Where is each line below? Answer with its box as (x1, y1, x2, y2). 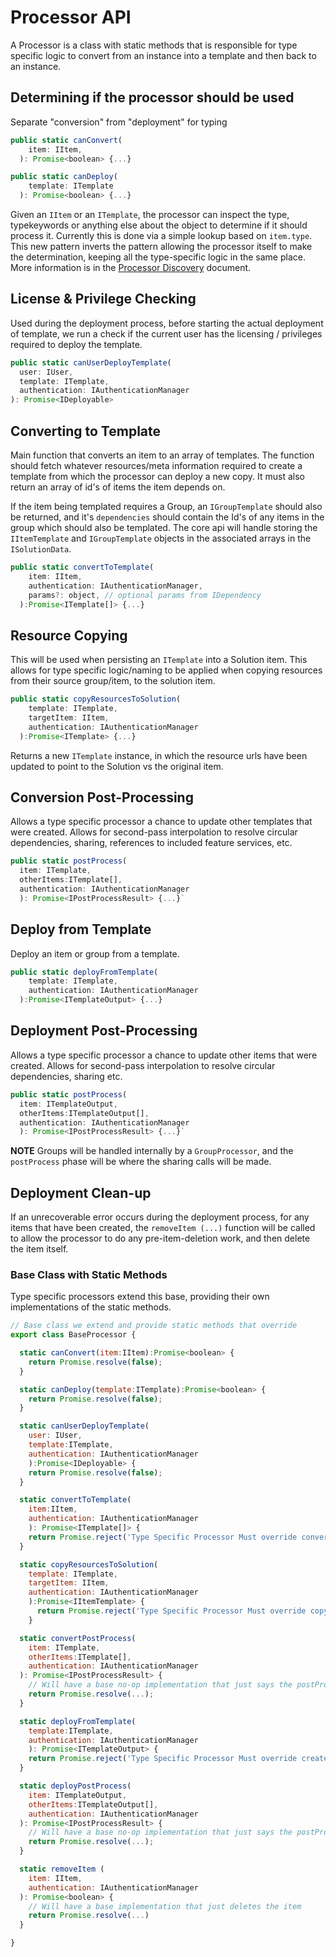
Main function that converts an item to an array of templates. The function (10, 449, 315, 461)
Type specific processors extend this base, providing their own (10, 1291, 270, 1303)
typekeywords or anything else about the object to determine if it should (10, 219, 308, 231)
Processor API (10, 6, 132, 29)
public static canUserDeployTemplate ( (10, 357, 172, 368)
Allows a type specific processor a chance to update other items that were (10, 1049, 318, 1061)
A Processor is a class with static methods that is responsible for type (10, 39, 298, 51)
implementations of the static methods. (10, 1301, 172, 1313)
